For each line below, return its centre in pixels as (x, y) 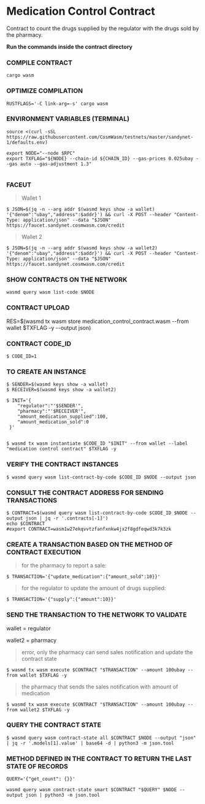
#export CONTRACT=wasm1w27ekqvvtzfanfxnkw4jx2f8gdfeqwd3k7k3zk (89, 529)
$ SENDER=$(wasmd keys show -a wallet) (57, 384)
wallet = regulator (29, 628)
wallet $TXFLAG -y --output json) (49, 327)
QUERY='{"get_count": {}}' (41, 779)
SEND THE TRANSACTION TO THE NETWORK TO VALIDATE (97, 615)
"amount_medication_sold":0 (53, 422)
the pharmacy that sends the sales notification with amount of (100, 687)
